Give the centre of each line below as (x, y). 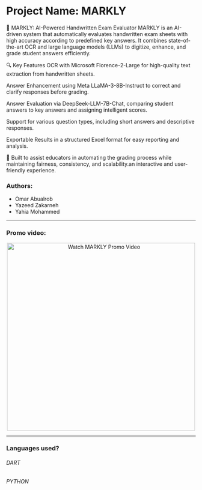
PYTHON (17, 481)
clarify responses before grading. (47, 92)
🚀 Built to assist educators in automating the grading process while (89, 157)
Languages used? (33, 449)
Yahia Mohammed (37, 212)
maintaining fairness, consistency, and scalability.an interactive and (90, 164)
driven (14, 34)
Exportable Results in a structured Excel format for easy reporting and (93, 139)
